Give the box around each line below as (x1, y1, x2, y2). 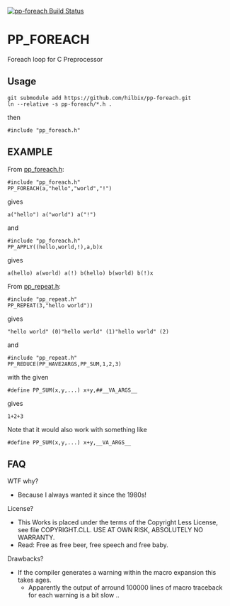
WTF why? (7, 477, 39, 485)
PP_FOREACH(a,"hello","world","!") (7, 184, 113, 192)
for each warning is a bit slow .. (28, 591, 120, 600)
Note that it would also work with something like (7, 425, 147, 434)
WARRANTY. (17, 533, 55, 542)
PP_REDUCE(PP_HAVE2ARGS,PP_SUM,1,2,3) (7, 360, 122, 368)
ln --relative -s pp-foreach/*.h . (7, 100, 113, 108)
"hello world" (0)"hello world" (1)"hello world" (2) (7, 328, 170, 335)
